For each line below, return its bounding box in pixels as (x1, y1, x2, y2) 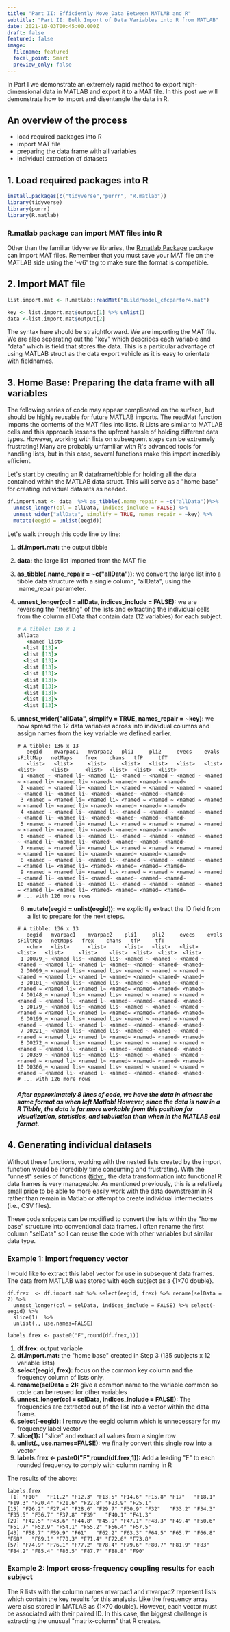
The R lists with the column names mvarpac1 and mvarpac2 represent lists (7, 1588, 217, 1596)
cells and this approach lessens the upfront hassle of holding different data (7, 427, 219, 436)
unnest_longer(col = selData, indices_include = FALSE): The (16, 1395, 191, 1403)
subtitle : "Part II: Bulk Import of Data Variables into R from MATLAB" (7, 16, 219, 23)
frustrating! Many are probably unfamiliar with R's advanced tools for (7, 443, 201, 451)
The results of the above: (7, 1474, 78, 1482)
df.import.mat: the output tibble (16, 543, 108, 551)
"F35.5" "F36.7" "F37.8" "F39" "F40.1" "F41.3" (7, 1511, 152, 1519)
